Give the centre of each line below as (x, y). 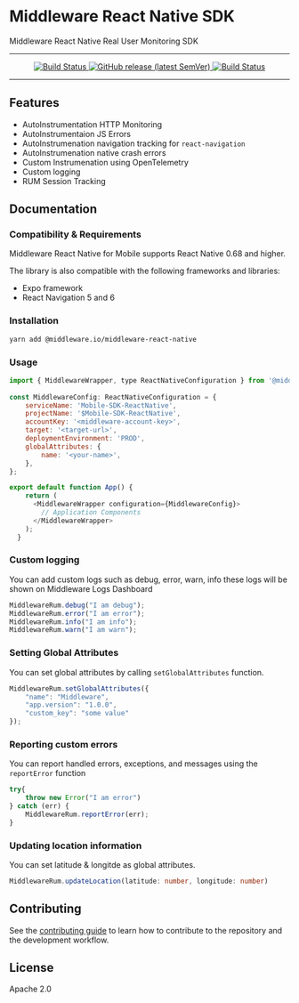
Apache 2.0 (30, 989)
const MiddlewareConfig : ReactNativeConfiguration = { (113, 397)
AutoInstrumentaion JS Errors (77, 133)
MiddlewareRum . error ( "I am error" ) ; (77, 613)
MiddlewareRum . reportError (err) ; (87, 814)
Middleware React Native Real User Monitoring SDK (104, 41)
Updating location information (76, 845)
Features (34, 103)
